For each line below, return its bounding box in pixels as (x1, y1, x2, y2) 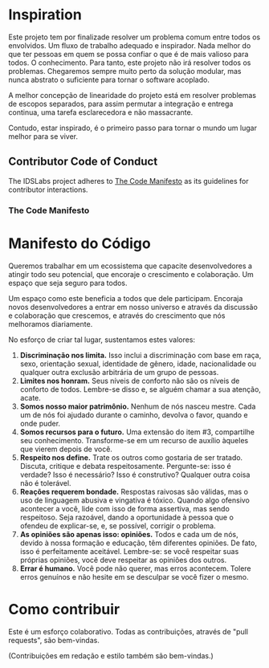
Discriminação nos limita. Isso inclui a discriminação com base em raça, (19, 350, 262, 360)
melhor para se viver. (8, 131, 79, 141)
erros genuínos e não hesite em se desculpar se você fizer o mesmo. (19, 572, 249, 581)
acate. (19, 393, 42, 402)
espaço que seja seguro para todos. (8, 278, 128, 287)
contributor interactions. (8, 185, 88, 194)
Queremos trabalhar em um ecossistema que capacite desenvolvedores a (8, 261, 253, 271)
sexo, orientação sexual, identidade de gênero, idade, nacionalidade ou (19, 359, 257, 369)
